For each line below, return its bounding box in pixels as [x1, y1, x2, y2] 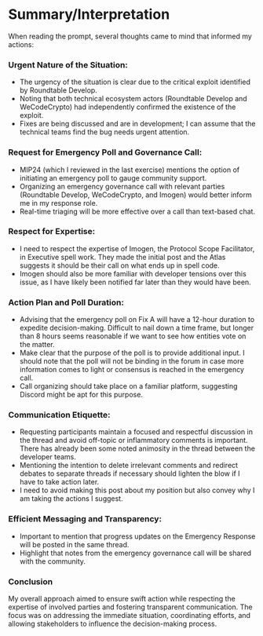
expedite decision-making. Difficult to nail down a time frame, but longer [19, 323, 254, 333]
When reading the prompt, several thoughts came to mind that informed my [8, 31, 253, 41]
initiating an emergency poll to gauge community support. [19, 173, 207, 182]
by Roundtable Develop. [19, 86, 98, 95]
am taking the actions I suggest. [19, 494, 123, 503]
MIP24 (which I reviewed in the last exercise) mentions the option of [19, 165, 240, 174]
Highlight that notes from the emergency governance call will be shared [19, 548, 252, 557]
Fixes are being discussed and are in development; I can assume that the [19, 119, 256, 129]
